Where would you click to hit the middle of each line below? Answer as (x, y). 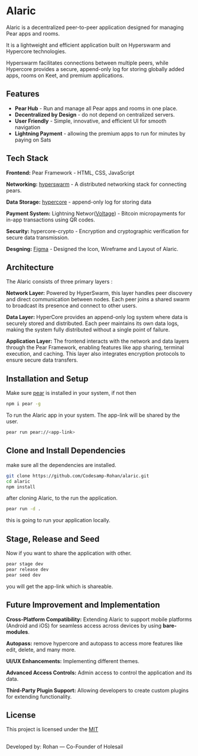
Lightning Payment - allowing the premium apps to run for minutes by (100, 133)
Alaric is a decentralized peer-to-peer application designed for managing (95, 27)
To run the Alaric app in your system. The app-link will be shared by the (93, 415)
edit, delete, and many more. (41, 649)
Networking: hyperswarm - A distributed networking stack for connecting (96, 184)
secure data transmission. (38, 237)
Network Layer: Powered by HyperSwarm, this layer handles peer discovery (99, 293)
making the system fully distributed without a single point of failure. (88, 330)
